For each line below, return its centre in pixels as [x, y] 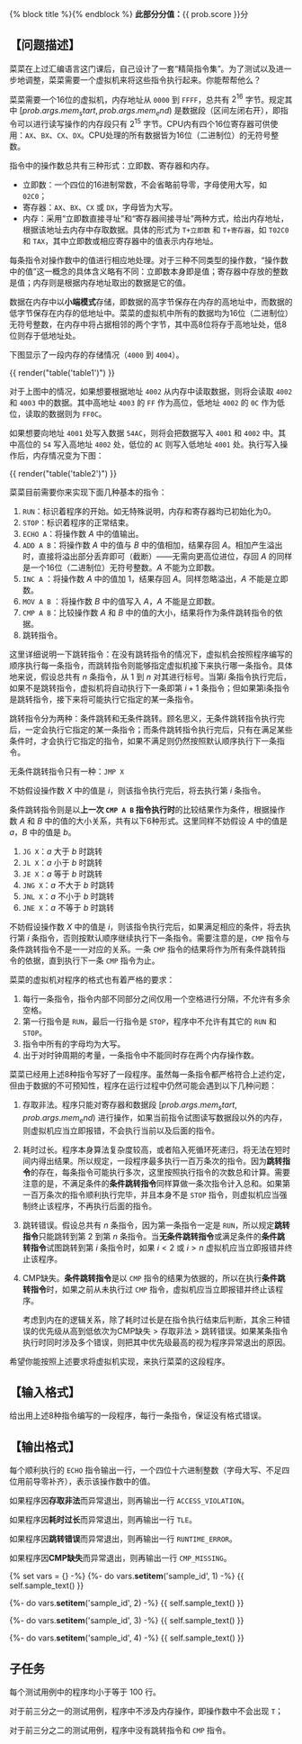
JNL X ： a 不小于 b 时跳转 [68, 896]
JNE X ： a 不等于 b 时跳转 [68, 907]
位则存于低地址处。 [45, 335]
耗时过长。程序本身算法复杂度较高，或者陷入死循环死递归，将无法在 [148, 1149]
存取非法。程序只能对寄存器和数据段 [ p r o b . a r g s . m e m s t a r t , [130, 1105]
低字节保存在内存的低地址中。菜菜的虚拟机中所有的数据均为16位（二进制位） [149, 313]
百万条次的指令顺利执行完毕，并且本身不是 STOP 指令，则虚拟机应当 [155, 1194]
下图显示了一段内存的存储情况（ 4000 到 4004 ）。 [97, 354]
